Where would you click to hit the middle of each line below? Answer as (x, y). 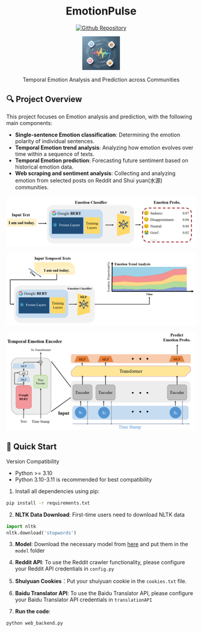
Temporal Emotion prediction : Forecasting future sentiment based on (101, 161)
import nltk (21, 526)
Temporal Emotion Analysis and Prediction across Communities (101, 79)
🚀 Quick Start (32, 447)
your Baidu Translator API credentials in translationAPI (83, 600)
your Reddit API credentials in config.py (64, 569)
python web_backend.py (35, 624)
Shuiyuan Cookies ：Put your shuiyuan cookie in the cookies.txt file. (101, 581)
